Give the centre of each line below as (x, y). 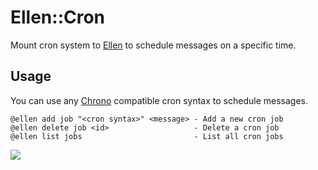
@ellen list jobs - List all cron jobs (147, 136)
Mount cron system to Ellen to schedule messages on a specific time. (153, 45)
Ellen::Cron (58, 17)
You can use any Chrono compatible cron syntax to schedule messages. (159, 100)
